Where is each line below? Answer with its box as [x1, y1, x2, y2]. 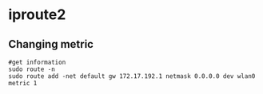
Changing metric [8, 37, 94, 51]
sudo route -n [8, 65, 56, 73]
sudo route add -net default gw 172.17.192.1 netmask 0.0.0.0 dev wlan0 [8, 72, 256, 80]
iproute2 [8, 6, 66, 24]
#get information [8, 58, 66, 66]
